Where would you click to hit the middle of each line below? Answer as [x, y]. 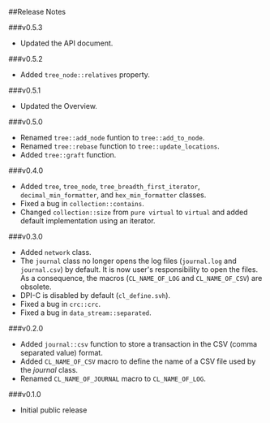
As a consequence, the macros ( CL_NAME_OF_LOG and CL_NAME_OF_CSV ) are [141, 278]
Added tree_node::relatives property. [85, 75]
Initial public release [54, 410]
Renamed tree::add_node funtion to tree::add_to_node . [112, 138]
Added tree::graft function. [68, 155]
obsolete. [36, 287]
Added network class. [56, 252]
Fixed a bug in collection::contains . [82, 203]
